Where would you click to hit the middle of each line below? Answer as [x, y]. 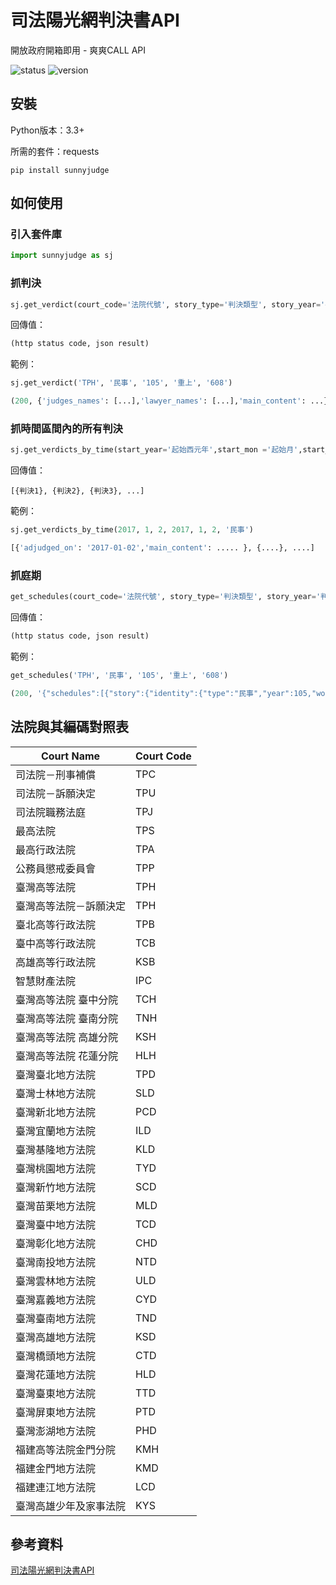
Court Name [70, 756]
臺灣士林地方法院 [56, 1093]
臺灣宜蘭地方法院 [56, 1131]
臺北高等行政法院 [56, 924]
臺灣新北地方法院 [56, 1112]
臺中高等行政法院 [56, 943]
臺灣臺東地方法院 [56, 1393]
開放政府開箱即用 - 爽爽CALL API [78, 50]
